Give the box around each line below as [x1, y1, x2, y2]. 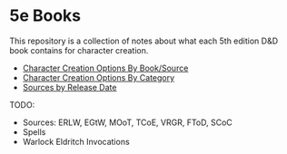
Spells [22, 126, 46, 137]
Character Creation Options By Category [22, 72, 175, 82]
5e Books [9, 5, 82, 26]
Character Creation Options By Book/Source [22, 63, 189, 73]
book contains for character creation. [9, 44, 149, 55]
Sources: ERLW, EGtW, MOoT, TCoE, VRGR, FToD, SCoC [22, 117, 233, 128]
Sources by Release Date [22, 82, 117, 92]
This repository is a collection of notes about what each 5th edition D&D [9, 35, 279, 46]
